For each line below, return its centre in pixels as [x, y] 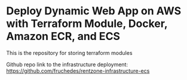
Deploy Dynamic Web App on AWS [94, 11]
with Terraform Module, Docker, [87, 24]
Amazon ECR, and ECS [63, 36]
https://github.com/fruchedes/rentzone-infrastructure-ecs [78, 70]
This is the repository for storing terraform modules [69, 53]
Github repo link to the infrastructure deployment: [67, 64]
